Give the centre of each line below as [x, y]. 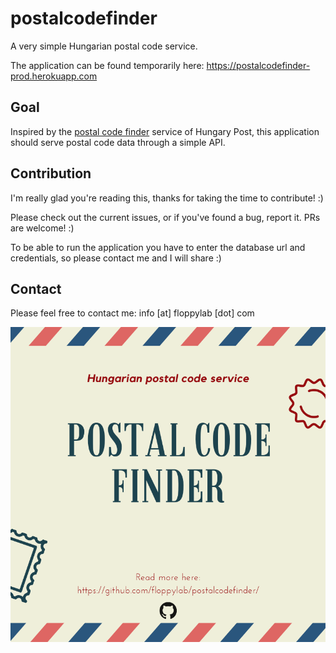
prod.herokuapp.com [54, 76]
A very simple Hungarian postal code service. [104, 46]
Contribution [51, 173]
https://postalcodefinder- [258, 65]
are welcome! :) [42, 228]
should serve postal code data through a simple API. [118, 142]
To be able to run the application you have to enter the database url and [158, 247]
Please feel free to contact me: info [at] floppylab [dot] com [132, 313]
